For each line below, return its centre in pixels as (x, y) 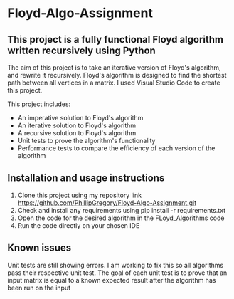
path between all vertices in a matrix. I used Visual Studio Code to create (114, 83)
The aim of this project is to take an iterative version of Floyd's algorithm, (114, 68)
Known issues (39, 248)
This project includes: (39, 104)
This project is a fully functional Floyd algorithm (116, 40)
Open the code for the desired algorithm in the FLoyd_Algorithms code (121, 218)
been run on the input (39, 288)
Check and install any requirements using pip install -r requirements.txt (122, 210)
